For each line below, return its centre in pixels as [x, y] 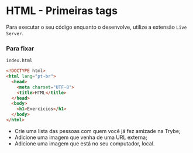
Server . [15, 33]
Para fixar [20, 48]
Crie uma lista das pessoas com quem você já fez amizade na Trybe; [97, 131]
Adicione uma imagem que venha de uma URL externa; [81, 137]
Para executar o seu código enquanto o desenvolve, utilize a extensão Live [96, 27]
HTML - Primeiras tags [62, 11]
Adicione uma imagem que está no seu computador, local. [85, 143]
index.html [19, 61]
